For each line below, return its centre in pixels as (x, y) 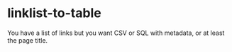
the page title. (28, 40)
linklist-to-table (54, 13)
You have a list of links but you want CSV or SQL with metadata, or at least (116, 33)
